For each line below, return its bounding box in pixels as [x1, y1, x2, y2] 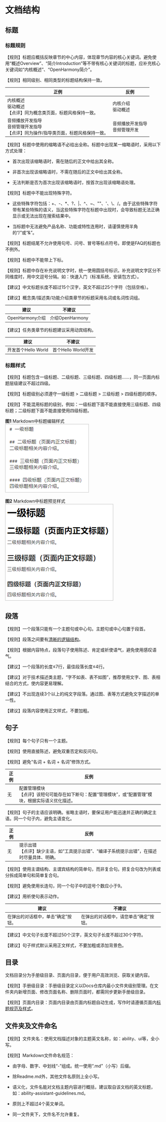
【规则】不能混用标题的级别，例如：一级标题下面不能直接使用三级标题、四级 [5, 401, 161, 407]
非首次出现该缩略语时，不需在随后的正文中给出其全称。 [12, 169, 125, 175]
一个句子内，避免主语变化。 [18, 815, 75, 821]
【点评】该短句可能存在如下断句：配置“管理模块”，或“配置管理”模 [19, 791, 152, 797]
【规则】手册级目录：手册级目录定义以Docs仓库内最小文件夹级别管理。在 [5, 983, 154, 989]
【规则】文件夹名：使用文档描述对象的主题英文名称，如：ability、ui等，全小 [5, 1036, 160, 1042]
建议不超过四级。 [18, 380, 53, 386]
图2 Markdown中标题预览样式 [5, 498, 66, 504]
